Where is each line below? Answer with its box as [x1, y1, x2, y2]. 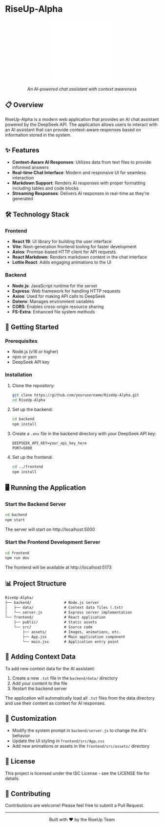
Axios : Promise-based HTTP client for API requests [12, 249, 116, 255]
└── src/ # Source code [14, 625, 93, 630]
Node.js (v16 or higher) [12, 349, 59, 354]
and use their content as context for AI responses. [5, 700, 106, 706]
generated [12, 195, 33, 201]
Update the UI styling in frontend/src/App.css [12, 738, 105, 744]
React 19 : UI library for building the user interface [12, 238, 112, 244]
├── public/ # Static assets [14, 620, 97, 625]
